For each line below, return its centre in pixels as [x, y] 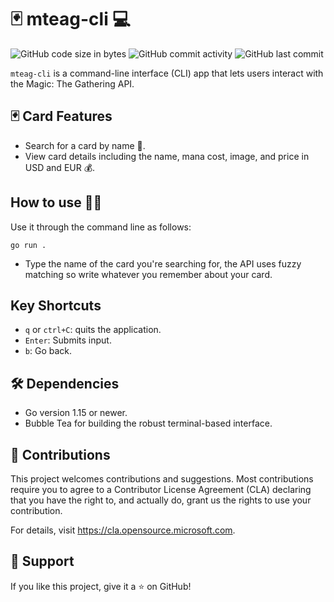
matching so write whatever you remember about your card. [148, 274]
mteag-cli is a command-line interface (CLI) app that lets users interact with [167, 73]
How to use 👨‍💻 [56, 202]
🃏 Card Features [61, 116]
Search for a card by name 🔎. [85, 145]
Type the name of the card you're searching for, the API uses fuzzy [163, 263]
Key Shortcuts [56, 305]
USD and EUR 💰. [60, 167]
